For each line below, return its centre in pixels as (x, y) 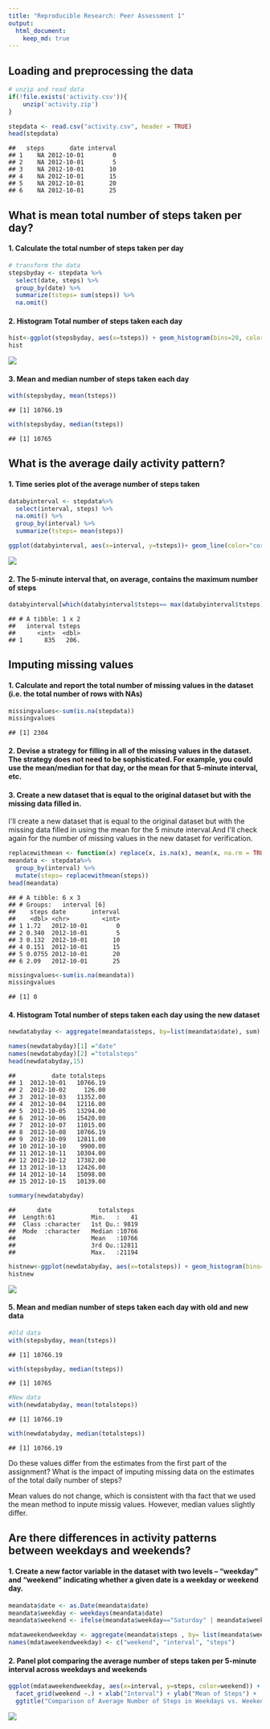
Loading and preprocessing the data (101, 70)
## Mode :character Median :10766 (73, 1231)
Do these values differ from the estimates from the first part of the (118, 1463)
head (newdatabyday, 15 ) (46, 1062)
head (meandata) (34, 883)
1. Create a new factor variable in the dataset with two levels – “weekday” (133, 1571)
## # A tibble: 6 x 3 (45, 898)
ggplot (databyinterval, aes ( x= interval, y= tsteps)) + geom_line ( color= (129, 546)
